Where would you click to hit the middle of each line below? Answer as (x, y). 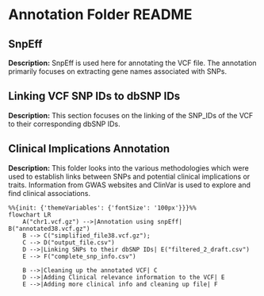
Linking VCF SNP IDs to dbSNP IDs (94, 96)
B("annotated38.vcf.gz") (49, 229)
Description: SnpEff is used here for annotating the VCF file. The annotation (132, 63)
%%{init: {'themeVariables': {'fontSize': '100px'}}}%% (102, 208)
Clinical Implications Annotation (89, 149)
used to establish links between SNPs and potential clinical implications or (129, 176)
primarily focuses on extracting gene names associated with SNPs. (118, 71)
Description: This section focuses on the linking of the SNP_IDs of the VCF (131, 115)
